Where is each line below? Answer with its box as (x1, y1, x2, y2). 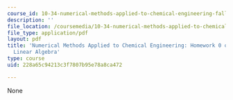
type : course (7, 55, 45, 62)
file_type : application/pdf (7, 29, 89, 37)
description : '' (7, 17, 54, 23)
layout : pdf (7, 36, 42, 43)
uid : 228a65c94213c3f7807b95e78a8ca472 (7, 61, 123, 68)
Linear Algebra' (13, 49, 60, 56)
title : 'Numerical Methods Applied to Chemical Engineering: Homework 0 (7, 42, 222, 49)
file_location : (7, 23, 51, 30)
